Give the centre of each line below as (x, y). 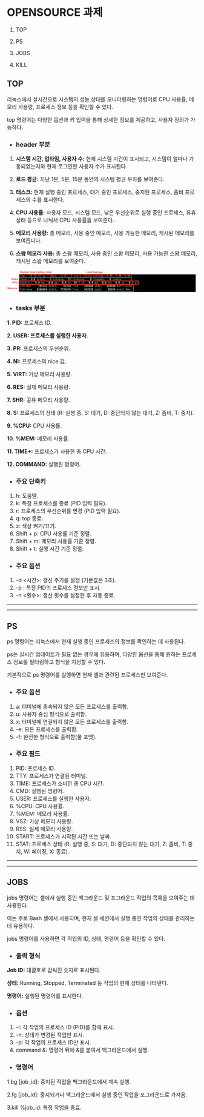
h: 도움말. (27, 496)
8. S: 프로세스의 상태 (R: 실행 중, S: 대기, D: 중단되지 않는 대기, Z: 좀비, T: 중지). (100, 413)
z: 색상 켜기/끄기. (36, 526)
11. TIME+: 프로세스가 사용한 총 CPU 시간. (57, 451)
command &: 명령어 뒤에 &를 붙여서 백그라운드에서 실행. (82, 1050)
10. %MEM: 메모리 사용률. (38, 438)
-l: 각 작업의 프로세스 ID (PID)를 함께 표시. (65, 1027)
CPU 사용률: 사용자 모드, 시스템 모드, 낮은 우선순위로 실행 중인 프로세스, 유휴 (106, 213)
